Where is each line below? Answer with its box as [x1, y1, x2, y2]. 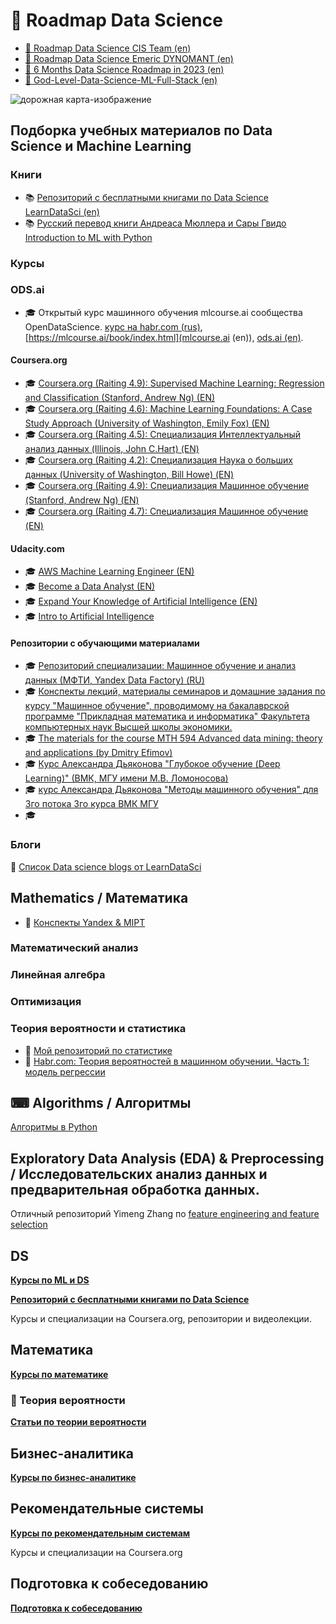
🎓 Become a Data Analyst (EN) [24, 580, 156, 593]
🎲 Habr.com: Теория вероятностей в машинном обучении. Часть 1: [24, 1055, 310, 1067]
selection [10, 1219, 48, 1231]
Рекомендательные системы [10, 1500, 205, 1518]
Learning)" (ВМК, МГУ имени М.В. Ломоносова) [24, 772, 229, 784]
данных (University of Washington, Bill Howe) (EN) [24, 469, 235, 481]
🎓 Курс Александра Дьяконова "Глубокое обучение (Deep [24, 758, 281, 770]
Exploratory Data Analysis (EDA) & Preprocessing [10, 1150, 325, 1167]
